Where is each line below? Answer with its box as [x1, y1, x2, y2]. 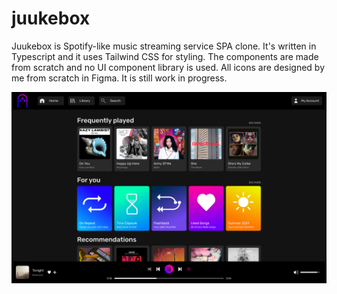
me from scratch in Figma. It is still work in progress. [11, 72, 228, 84]
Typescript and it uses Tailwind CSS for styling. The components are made [11, 50, 319, 62]
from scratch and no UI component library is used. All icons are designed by [11, 61, 326, 73]
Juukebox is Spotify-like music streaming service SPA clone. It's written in [11, 40, 317, 52]
